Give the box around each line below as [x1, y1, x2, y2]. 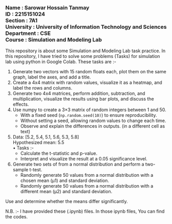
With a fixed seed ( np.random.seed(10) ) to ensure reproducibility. [20, 112, 157, 118]
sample [12, 167, 29, 173]
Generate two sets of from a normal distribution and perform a [12, 161, 144, 168]
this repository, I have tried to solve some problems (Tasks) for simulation [5, 53, 160, 59]
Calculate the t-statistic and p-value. [20, 150, 98, 156]
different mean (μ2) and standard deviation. [20, 189, 113, 195]
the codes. [5, 214, 28, 220]
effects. [12, 101, 29, 108]
